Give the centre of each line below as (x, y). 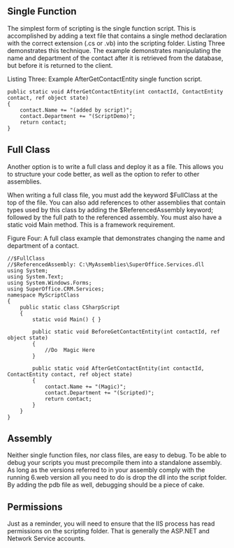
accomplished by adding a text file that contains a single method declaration (117, 36)
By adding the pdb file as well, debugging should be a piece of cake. (106, 485)
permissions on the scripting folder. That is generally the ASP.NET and (108, 531)
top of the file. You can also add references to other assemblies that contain (116, 202)
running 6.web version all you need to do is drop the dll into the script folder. (117, 477)
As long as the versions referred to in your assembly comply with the (106, 470)
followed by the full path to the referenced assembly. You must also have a (115, 217)
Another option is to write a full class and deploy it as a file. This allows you (115, 166)
